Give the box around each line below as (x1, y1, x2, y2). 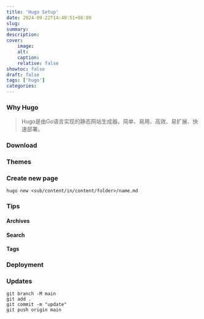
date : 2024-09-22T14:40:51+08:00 (6, 15, 92, 21)
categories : (6, 83, 37, 89)
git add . (6, 296, 32, 302)
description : (6, 32, 40, 38)
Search (6, 231, 26, 239)
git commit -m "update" (6, 301, 67, 308)
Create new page (6, 174, 58, 182)
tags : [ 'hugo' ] (6, 77, 45, 83)
